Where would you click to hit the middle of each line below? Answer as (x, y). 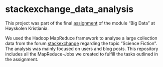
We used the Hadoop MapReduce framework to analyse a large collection (81, 38)
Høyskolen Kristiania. (27, 28)
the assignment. (22, 59)
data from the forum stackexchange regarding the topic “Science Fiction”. (81, 43)
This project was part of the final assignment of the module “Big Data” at (80, 23)
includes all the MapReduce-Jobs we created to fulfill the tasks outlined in (82, 54)
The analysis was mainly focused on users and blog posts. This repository (82, 48)
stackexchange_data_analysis (69, 9)
